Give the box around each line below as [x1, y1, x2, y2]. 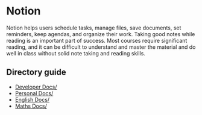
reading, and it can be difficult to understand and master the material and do [6, 43, 196, 51]
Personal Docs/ [14, 89, 54, 97]
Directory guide [6, 67, 66, 78]
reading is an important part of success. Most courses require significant [6, 37, 188, 44]
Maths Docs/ [14, 102, 47, 110]
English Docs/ [14, 96, 50, 103]
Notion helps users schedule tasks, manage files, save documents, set [6, 24, 181, 31]
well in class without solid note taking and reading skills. [6, 49, 146, 57]
